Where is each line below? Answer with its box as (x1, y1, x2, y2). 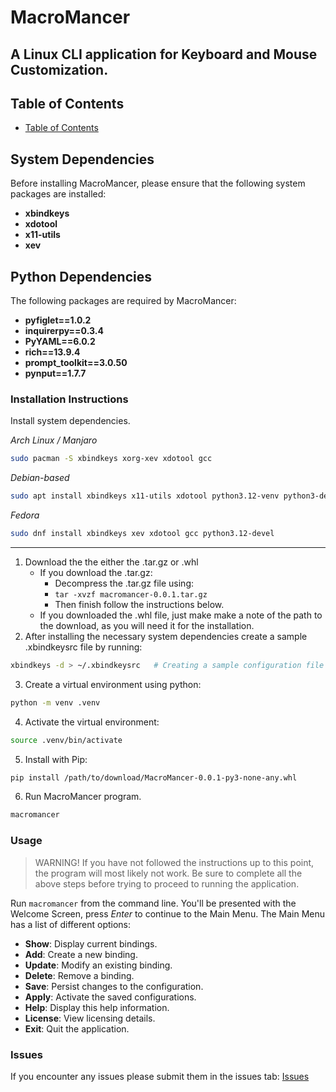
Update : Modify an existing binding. (24, 959, 173, 971)
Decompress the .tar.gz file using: (54, 577, 194, 589)
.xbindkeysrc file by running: (24, 641, 143, 653)
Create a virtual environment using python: (24, 678, 202, 690)
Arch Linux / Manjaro (10, 434, 98, 446)
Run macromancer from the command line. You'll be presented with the (10, 897, 297, 909)
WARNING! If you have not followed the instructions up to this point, (34, 856, 315, 868)
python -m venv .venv (10, 697, 101, 708)
